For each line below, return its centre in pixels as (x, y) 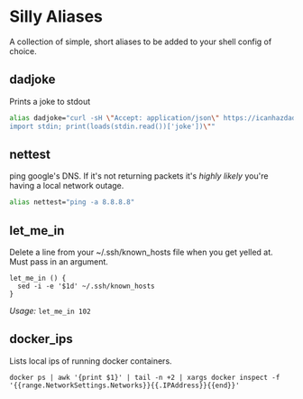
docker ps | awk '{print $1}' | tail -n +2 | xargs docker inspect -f (145, 377)
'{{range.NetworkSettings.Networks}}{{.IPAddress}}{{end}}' (125, 385)
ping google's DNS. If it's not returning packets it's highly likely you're (139, 176)
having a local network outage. (67, 186)
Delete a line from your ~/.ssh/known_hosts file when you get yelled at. (141, 252)
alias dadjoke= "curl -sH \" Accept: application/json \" (115, 118)
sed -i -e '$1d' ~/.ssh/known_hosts (86, 286)
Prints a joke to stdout (50, 101)
